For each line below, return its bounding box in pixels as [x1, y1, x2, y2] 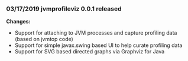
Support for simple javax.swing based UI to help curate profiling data [14, 42, 183, 49]
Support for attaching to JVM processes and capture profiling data [14, 29, 177, 36]
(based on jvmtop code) [14, 36, 74, 43]
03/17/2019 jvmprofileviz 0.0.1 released [6, 5, 122, 13]
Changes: [6, 18, 31, 25]
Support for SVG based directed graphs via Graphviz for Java [14, 48, 165, 55]
